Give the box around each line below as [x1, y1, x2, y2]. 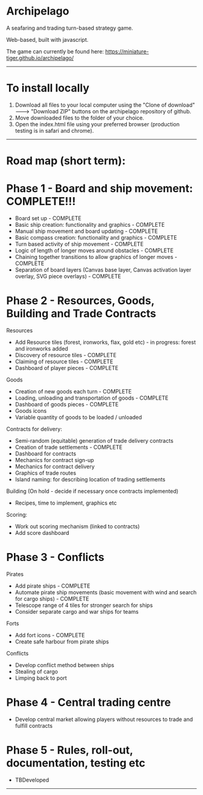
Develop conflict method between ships [14, 661, 115, 668]
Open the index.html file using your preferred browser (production [14, 120, 180, 128]
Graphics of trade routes [14, 469, 77, 477]
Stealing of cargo [14, 668, 59, 675]
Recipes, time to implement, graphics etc [14, 499, 117, 506]
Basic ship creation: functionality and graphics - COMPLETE [14, 221, 165, 228]
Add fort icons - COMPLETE [14, 631, 85, 639]
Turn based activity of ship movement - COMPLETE [14, 241, 144, 247]
